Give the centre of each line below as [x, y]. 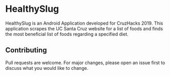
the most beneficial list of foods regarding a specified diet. [67, 34]
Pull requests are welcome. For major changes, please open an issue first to [85, 63]
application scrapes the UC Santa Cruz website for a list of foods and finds [84, 28]
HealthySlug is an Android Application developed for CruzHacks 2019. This [84, 23]
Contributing [26, 50]
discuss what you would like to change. [47, 68]
